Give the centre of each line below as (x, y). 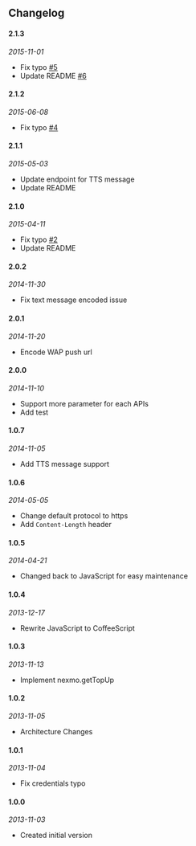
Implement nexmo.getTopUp (67, 680)
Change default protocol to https (74, 516)
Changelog (37, 13)
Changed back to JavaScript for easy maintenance (104, 576)
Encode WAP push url (56, 352)
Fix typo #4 (39, 127)
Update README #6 (53, 76)
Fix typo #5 (39, 67)
